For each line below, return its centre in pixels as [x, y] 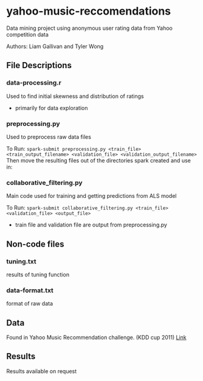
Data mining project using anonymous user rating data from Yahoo [90, 28]
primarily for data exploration [51, 108]
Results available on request [42, 371]
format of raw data [30, 304]
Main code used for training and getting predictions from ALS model [91, 196]
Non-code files [35, 244]
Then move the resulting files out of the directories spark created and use [99, 160]
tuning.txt [21, 261]
